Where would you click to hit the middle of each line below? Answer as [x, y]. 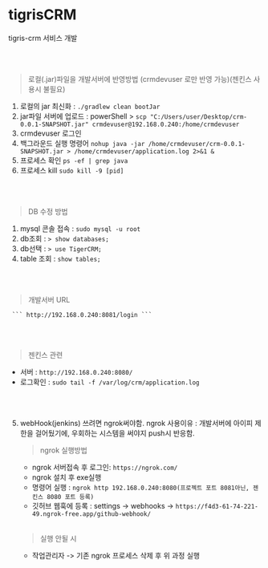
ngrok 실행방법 [64, 450]
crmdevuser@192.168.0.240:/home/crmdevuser [166, 124]
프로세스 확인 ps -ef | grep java [74, 160]
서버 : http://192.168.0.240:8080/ [76, 371]
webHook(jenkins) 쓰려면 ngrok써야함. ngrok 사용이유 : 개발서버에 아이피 [136, 423]
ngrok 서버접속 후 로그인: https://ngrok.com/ [105, 467]
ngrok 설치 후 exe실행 [67, 477]
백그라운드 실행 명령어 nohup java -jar [82, 143]
